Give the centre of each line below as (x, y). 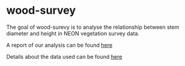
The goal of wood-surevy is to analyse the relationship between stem (93, 27)
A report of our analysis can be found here (59, 45)
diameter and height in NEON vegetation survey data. (73, 33)
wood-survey (41, 10)
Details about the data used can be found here (64, 56)
